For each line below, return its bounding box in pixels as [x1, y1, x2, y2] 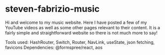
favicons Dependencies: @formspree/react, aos [5, 44, 103, 50]
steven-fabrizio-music [5, 3, 100, 15]
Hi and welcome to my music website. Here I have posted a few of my [5, 19, 147, 25]
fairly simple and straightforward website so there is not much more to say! [5, 30, 158, 36]
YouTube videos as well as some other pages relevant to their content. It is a [5, 24, 161, 30]
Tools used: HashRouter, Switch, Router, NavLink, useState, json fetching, [5, 39, 155, 45]
